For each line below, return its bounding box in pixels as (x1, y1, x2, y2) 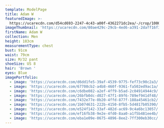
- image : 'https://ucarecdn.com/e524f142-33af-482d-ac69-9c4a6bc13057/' (9, 107, 161, 112)
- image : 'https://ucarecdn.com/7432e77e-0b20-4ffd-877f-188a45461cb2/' (9, 98, 161, 103)
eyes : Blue (5, 71, 27, 75)
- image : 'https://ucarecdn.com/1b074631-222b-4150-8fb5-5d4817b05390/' (9, 102, 161, 107)
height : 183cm (5, 39, 34, 44)
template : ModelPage (5, 7, 47, 12)
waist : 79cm (5, 52, 29, 57)
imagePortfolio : (5, 75, 38, 80)
